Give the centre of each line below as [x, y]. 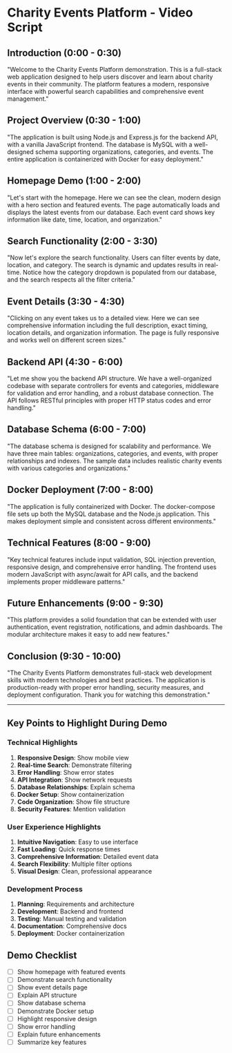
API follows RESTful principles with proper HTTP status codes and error [109, 400]
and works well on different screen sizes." [67, 340]
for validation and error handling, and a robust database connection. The [110, 393]
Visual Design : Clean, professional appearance [85, 871]
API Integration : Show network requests [75, 780]
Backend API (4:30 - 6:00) [65, 361]
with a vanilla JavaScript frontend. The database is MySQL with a [100, 144]
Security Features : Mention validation [71, 809]
